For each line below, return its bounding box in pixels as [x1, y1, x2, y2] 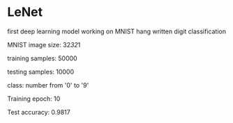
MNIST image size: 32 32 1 [7, 40, 81, 49]
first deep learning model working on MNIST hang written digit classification [7, 27, 227, 35]
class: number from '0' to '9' [7, 81, 89, 89]
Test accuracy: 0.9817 [7, 108, 71, 116]
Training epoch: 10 [7, 95, 61, 103]
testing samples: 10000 [7, 67, 75, 76]
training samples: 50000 [7, 54, 78, 63]
